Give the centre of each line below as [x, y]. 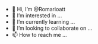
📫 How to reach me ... [39, 35]
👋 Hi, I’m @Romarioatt [39, 9]
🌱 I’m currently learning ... [43, 22]
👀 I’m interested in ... [37, 15]
